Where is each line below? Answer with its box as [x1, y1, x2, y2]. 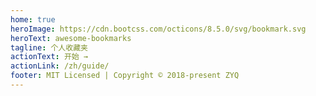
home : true [10, 14, 56, 25]
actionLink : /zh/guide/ [10, 61, 110, 71]
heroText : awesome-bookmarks [10, 33, 132, 43]
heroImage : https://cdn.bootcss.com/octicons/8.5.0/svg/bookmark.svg [10, 24, 307, 34]
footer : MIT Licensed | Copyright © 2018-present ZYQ [10, 71, 240, 81]
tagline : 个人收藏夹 [10, 42, 88, 53]
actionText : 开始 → [10, 52, 89, 62]
